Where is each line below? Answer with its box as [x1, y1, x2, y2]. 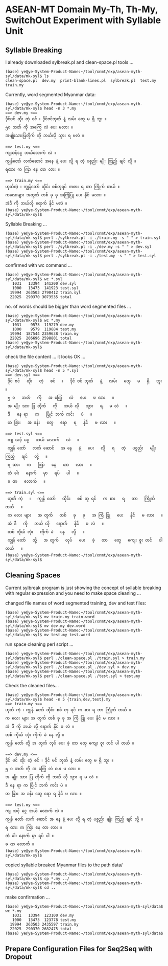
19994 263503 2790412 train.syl [10, 290, 81, 295]
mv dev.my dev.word [44, 623, 86, 628]
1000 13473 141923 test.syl [12, 285, 79, 290]
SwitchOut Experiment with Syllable [5, 14, 161, 26]
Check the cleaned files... [5, 682, 59, 688]
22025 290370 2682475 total [10, 926, 72, 931]
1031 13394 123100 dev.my [12, 913, 74, 918]
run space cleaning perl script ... [5, 641, 74, 647]
